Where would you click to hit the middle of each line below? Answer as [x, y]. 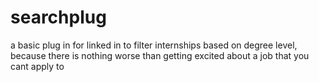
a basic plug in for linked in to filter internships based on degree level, [154, 45]
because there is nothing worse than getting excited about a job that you [160, 55]
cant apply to [37, 66]
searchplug [58, 17]
